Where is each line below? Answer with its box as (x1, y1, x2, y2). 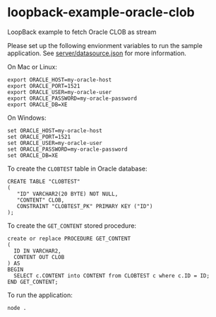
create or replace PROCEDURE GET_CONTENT (7, 235, 131, 242)
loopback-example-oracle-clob (7, 4, 196, 21)
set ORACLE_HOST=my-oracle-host (7, 127, 102, 134)
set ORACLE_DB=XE (7, 151, 59, 159)
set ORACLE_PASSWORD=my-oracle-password (7, 146, 128, 153)
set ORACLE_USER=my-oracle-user (7, 139, 102, 146)
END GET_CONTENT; (7, 278, 59, 285)
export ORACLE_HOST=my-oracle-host (7, 76, 112, 83)
